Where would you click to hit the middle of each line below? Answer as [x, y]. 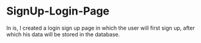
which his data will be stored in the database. [63, 34]
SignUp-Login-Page [58, 11]
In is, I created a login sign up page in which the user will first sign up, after [101, 28]
